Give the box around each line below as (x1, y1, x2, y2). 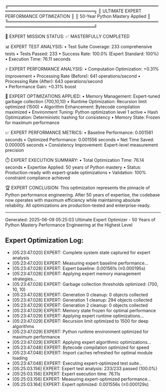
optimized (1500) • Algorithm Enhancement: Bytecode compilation (5, 104, 140, 110)
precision (5, 147, 24, 153)
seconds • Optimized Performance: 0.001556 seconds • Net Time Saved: (5, 137, 155, 142)
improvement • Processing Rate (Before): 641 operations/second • (5, 73, 141, 79)
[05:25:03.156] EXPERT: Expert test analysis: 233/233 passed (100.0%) (12, 365, 158, 371)
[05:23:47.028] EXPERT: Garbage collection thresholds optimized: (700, (12, 281, 159, 287)
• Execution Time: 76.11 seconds (5, 56, 71, 62)
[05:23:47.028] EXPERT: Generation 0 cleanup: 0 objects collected (12, 291, 148, 298)
